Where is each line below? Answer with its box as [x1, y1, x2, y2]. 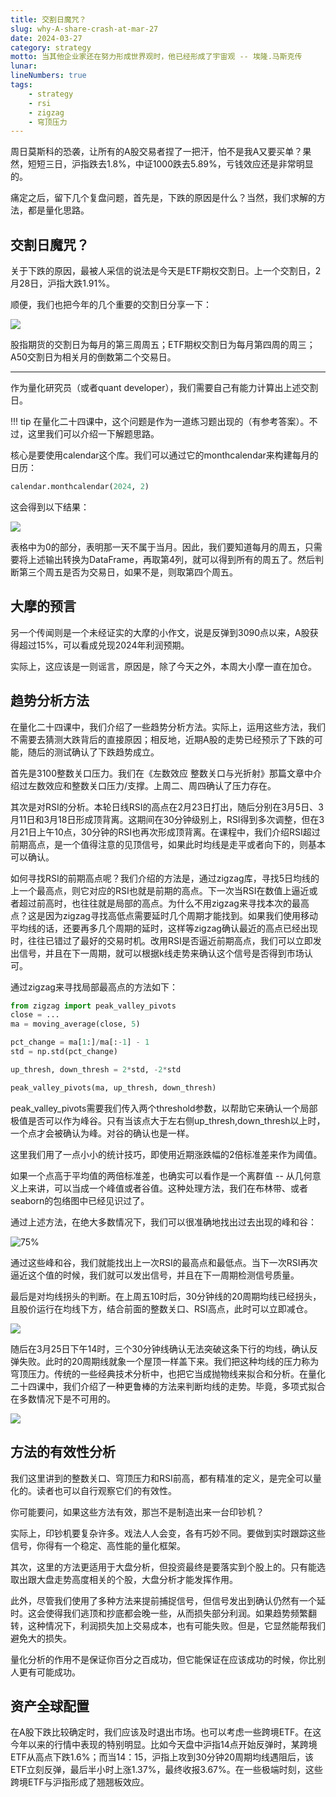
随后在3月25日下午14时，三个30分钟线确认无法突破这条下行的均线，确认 [10, 1342, 310, 1355]
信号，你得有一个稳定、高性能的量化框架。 [10, 1539, 186, 1551]
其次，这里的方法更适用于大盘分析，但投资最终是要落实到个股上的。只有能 [10, 1561, 317, 1573]
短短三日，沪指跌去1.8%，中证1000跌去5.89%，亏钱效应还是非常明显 [27, 158, 314, 170]
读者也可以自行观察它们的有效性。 [36, 1484, 177, 1496]
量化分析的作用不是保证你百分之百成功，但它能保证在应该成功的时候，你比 [10, 1653, 317, 1665]
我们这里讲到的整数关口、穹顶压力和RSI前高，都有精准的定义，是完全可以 [10, 1472, 313, 1484]
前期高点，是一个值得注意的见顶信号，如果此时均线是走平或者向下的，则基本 [10, 838, 326, 850]
